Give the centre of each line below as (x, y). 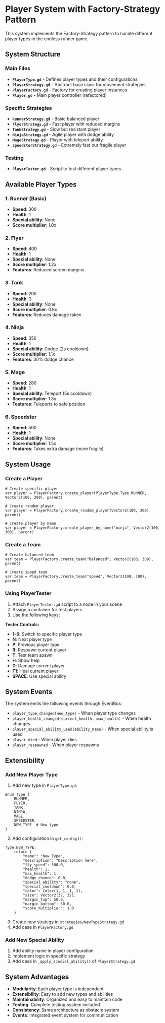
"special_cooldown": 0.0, (50, 887)
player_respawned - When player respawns (56, 745)
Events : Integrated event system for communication (65, 1015)
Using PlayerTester (28, 593)
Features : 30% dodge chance (43, 359)
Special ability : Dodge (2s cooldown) (50, 349)
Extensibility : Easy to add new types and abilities (62, 994)
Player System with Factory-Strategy (83, 9)
